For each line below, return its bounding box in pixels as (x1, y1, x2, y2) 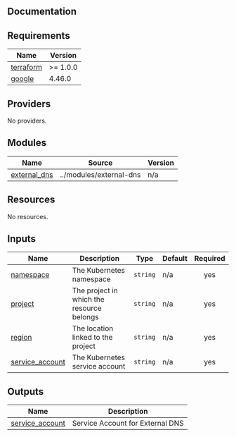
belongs (72, 312, 99, 322)
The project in (72, 285, 118, 295)
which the (72, 295, 105, 304)
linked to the (72, 333, 113, 343)
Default (162, 254, 188, 264)
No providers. (7, 116, 47, 125)
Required (194, 254, 225, 264)
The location (72, 324, 114, 333)
